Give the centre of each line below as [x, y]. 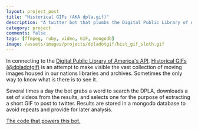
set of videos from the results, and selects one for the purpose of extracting [98, 97]
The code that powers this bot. [43, 121]
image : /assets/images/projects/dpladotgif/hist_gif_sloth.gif [85, 45]
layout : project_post [33, 11]
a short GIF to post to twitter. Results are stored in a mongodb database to [96, 103]
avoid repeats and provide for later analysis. [60, 110]
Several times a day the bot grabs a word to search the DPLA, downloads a [97, 91]
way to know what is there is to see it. [52, 79]
